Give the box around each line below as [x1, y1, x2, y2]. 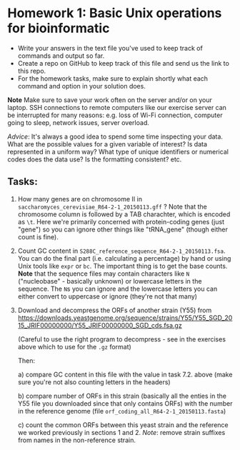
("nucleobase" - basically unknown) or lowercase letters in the [17, 276, 202, 285]
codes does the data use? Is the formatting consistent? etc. [7, 155, 182, 164]
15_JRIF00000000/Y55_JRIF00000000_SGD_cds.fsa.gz [17, 321, 182, 329]
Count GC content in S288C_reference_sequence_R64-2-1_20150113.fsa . [17, 246, 226, 255]
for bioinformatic [7, 20, 110, 36]
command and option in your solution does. [17, 81, 146, 90]
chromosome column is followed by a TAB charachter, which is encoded [17, 209, 231, 219]
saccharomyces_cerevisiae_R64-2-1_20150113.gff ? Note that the [17, 202, 207, 211]
